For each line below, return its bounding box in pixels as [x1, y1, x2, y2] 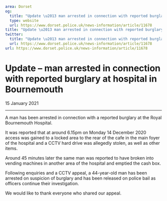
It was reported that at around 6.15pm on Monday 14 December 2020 [5, 129, 147, 135]
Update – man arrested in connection [5, 62, 161, 74]
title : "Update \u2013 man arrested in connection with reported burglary [5, 27, 164, 32]
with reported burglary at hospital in [5, 73, 158, 84]
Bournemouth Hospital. [5, 119, 53, 126]
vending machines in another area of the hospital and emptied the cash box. [5, 160, 162, 166]
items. [5, 145, 18, 151]
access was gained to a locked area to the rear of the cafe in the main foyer [5, 134, 160, 141]
